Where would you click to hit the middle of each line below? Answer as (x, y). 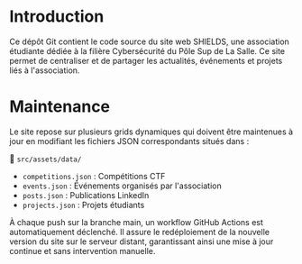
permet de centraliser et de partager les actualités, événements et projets (146, 60)
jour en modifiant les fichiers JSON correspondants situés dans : (129, 141)
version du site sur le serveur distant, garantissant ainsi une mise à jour (142, 241)
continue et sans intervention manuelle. (82, 250)
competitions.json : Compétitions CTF (94, 176)
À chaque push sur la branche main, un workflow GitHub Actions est (137, 222)
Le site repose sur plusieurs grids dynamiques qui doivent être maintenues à (151, 132)
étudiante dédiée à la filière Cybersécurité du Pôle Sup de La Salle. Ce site (147, 50)
